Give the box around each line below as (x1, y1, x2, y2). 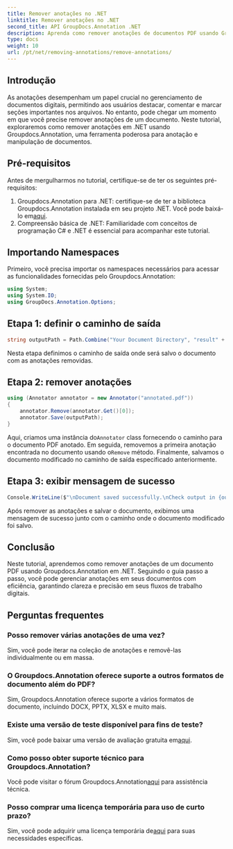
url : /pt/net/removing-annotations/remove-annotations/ (7, 49, 172, 56)
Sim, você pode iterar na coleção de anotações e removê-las (7, 646, 182, 654)
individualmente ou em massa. (7, 654, 94, 661)
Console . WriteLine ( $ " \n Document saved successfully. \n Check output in (7, 494, 216, 501)
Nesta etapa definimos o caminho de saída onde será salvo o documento (7, 349, 216, 357)
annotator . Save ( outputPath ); (19, 414, 104, 421)
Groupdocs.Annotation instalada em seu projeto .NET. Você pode (17, 204, 204, 213)
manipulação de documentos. (7, 137, 92, 146)
